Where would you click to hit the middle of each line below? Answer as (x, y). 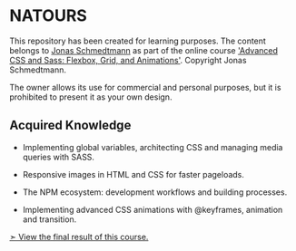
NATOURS (49, 16)
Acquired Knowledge (70, 125)
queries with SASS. (59, 157)
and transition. (49, 219)
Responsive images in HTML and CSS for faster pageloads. (133, 174)
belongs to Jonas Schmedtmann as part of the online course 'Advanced (144, 50)
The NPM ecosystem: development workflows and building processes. (155, 192)
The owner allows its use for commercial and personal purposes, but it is (145, 87)
